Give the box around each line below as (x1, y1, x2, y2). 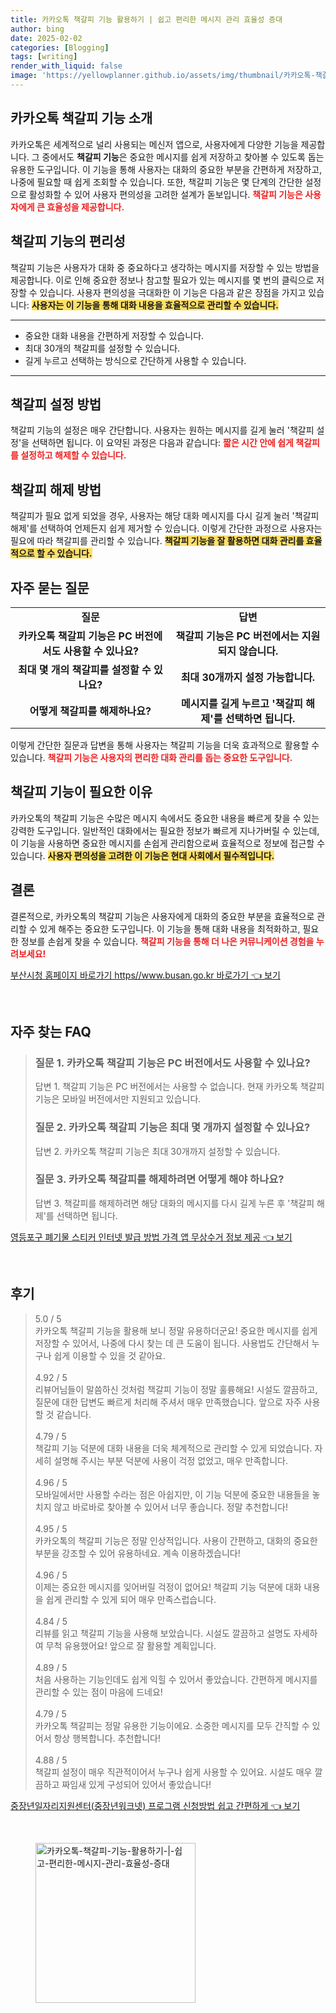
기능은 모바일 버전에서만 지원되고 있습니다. (34, 1093, 202, 1105)
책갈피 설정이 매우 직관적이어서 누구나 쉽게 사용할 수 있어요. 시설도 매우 (34, 1766, 313, 1778)
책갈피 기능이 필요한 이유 (10, 784, 153, 801)
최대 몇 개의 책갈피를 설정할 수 (17, 662, 152, 676)
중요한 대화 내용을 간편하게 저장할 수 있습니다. (24, 329, 205, 341)
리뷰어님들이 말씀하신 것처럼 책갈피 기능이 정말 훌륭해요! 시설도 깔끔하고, (34, 1383, 318, 1395)
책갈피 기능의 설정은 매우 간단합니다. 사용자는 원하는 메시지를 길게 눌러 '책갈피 (10, 424, 315, 436)
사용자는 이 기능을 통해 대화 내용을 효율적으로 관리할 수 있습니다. (31, 299, 279, 311)
